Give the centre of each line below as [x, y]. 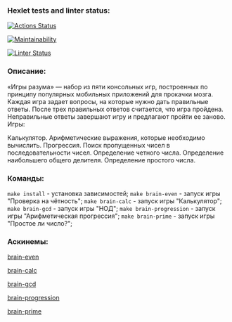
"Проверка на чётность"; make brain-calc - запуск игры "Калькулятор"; [115, 201]
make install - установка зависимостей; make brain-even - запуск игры [114, 193]
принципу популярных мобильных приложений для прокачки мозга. [110, 94]
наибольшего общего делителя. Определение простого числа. [101, 160]
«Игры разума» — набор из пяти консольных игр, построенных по [108, 86]
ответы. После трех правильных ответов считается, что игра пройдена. [115, 109]
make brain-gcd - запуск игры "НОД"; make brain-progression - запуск [111, 208]
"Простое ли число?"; [40, 223]
